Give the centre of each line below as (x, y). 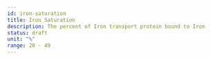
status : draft (28, 33)
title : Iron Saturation (41, 20)
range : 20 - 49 (29, 46)
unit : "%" (21, 39)
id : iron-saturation (37, 13)
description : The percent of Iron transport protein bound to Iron (106, 26)
